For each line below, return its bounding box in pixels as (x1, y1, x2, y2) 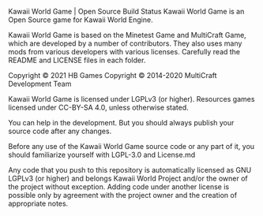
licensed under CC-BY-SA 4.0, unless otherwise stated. (8, 102, 189, 112)
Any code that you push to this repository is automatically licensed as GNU (8, 166, 252, 174)
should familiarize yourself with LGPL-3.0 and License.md (8, 150, 196, 159)
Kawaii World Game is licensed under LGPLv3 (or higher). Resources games (8, 95, 255, 103)
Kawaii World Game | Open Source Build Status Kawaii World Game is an (8, 7, 245, 16)
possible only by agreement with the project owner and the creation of (8, 191, 238, 199)
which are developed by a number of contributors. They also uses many (8, 39, 242, 48)
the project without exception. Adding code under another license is (8, 182, 230, 192)
